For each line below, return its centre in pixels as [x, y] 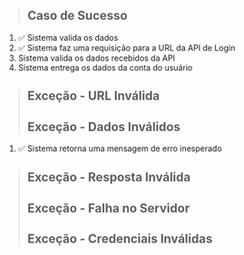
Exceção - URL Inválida [93, 96]
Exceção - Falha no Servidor [108, 208]
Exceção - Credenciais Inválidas [120, 239]
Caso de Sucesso [77, 16]
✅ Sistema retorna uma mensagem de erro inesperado [120, 148]
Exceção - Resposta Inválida [109, 178]
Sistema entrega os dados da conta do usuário [105, 67]
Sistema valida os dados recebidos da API [96, 58]
